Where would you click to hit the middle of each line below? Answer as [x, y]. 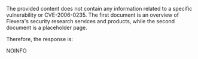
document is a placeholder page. [47, 27]
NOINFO [16, 51]
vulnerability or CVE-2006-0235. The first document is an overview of [93, 15]
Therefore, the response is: [40, 39]
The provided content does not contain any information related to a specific [99, 9]
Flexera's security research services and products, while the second [91, 21]
